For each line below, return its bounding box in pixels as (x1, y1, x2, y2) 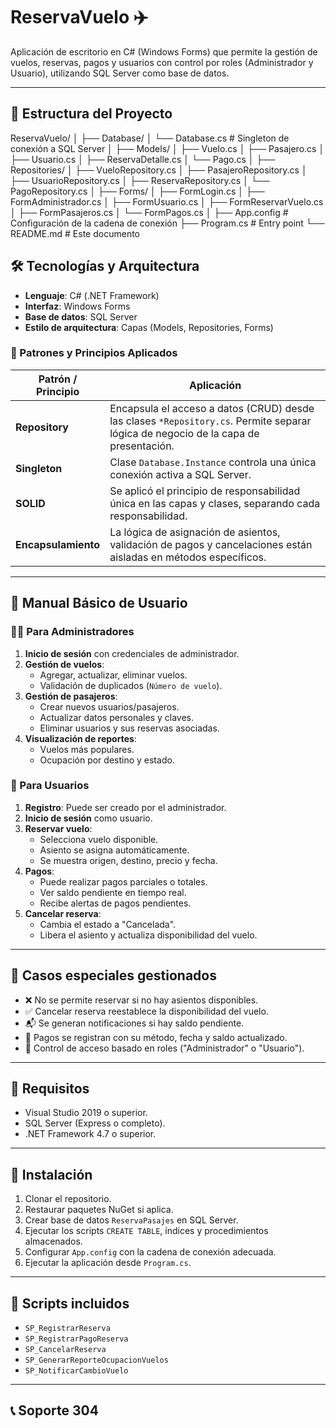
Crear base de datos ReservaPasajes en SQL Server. (24, 1214, 239, 1226)
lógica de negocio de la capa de (109, 426, 260, 440)
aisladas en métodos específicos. (109, 550, 267, 564)
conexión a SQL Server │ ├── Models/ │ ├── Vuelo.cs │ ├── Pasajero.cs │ (10, 142, 325, 154)
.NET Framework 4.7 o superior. (24, 1128, 157, 1140)
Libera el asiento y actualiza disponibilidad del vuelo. (39, 929, 258, 941)
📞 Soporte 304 (10, 1402, 99, 1419)
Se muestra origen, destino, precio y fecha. (39, 854, 218, 866)
